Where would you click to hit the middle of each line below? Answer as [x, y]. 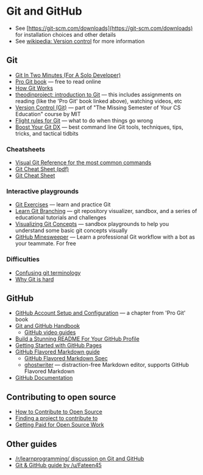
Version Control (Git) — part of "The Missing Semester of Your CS [98, 107]
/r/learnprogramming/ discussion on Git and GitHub [80, 459]
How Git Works [34, 88]
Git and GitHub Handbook [48, 326]
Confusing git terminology [48, 272]
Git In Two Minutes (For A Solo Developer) [68, 75]
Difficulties [23, 259]
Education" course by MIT [48, 114]
